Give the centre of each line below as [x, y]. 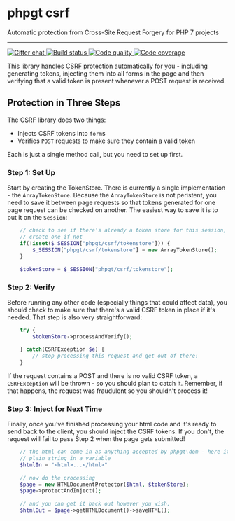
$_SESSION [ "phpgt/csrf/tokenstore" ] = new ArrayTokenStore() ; [125, 250]
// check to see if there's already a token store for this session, [123, 230]
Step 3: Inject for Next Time [55, 409]
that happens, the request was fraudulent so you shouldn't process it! [107, 391]
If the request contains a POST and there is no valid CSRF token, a [102, 375]
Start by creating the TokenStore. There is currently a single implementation [116, 188]
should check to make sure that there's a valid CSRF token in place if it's [111, 310]
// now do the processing [58, 478]
